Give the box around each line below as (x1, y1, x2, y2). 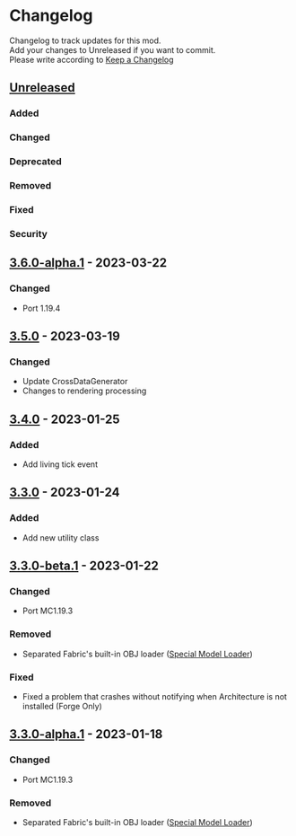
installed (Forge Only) (22, 700, 103, 711)
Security (9, 227, 48, 240)
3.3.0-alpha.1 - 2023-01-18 (9, 726, 163, 742)
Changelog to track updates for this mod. (9, 35, 161, 46)
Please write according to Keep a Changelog (9, 54, 174, 65)
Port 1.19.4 (22, 303, 61, 313)
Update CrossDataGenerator (22, 376, 128, 387)
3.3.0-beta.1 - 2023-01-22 (9, 559, 159, 573)
